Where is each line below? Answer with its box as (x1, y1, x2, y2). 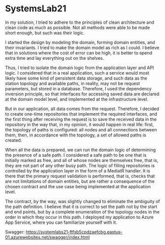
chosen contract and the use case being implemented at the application (5, 183, 151, 189)
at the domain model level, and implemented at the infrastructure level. (5, 96, 149, 102)
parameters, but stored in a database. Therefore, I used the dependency (5, 85, 152, 91)
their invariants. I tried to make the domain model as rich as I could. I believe (5, 44, 160, 50)
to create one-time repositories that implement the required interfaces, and (5, 111, 158, 117)
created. (5, 137, 22, 143)
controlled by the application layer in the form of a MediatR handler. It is (5, 167, 150, 173)
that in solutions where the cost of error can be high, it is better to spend (5, 50, 153, 56)
